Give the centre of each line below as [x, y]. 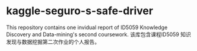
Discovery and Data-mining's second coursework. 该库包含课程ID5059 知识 [99, 34]
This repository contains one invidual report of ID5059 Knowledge [87, 27]
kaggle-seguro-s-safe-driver [80, 11]
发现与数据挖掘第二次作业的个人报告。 [53, 42]
